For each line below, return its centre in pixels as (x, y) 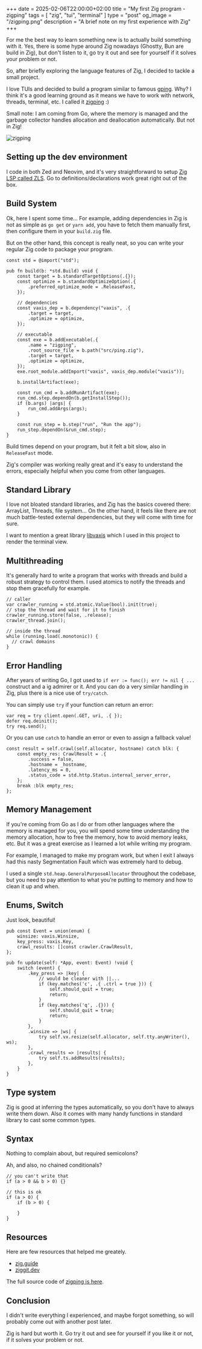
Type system (31, 1093)
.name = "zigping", (52, 345)
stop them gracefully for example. (48, 588)
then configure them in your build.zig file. (59, 231)
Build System (32, 204)
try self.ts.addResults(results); (82, 1058)
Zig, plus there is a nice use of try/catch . (57, 693)
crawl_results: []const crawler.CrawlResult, (75, 947)
